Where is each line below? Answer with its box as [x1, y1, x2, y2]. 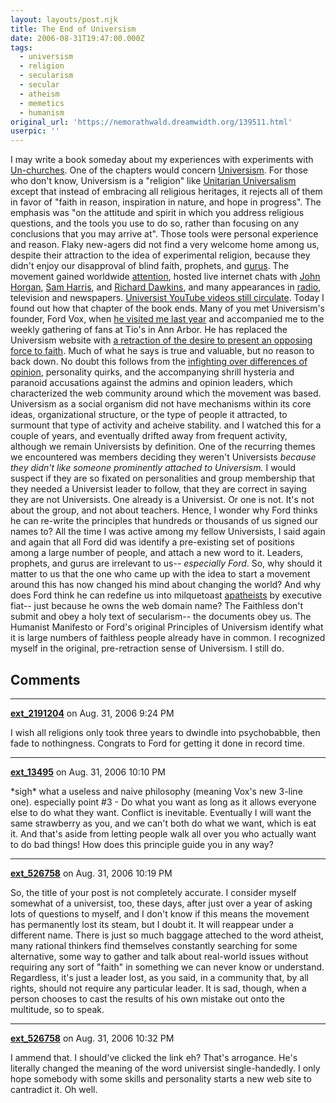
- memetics [19, 98, 65, 108]
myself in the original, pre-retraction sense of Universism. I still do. [10, 642, 285, 655]
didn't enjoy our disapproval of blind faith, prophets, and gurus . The [10, 260, 290, 272]
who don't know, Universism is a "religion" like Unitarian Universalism [10, 175, 297, 187]
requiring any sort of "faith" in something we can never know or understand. [10, 961, 325, 973]
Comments [10, 671, 81, 688]
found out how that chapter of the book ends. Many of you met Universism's [10, 302, 325, 315]
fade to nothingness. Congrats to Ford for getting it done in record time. [10, 737, 305, 749]
